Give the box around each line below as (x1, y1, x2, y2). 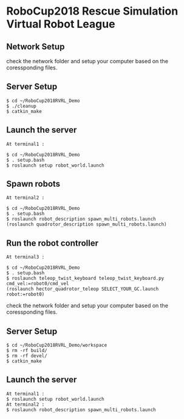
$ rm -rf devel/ (6, 353, 47, 359)
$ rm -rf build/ (6, 348, 47, 354)
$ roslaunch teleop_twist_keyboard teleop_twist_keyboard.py (6, 275, 165, 282)
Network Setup (6, 41, 65, 52)
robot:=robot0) (6, 291, 45, 297)
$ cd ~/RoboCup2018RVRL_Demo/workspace (6, 342, 107, 348)
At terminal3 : (6, 254, 45, 260)
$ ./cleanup (6, 103, 36, 109)
